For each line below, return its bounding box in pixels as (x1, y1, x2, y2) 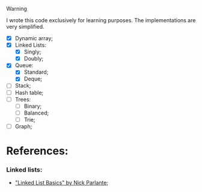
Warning (6, 5, 27, 12)
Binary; (23, 102, 42, 110)
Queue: (14, 62, 34, 69)
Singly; (23, 48, 41, 56)
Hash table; (14, 89, 44, 96)
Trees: (14, 95, 31, 103)
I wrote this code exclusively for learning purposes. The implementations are (6, 17, 196, 23)
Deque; (23, 75, 43, 83)
